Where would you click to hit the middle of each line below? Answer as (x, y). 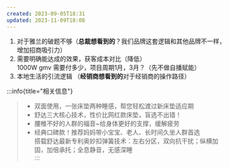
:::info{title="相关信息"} (40, 91)
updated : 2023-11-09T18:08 (46, 20)
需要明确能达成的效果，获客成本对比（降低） (81, 58)
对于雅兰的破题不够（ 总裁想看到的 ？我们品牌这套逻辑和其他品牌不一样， (121, 41)
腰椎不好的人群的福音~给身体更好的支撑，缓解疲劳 (107, 123)
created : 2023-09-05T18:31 (46, 14)
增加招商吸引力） (41, 50)
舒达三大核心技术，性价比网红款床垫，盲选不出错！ (108, 114)
